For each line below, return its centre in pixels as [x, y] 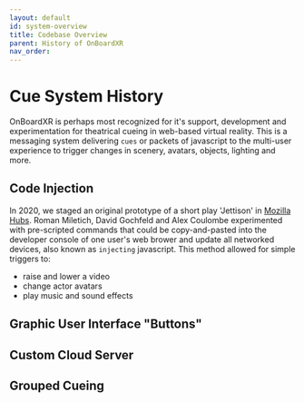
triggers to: [30, 259]
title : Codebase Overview [58, 34]
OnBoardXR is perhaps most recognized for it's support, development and [148, 122]
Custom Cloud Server [72, 355]
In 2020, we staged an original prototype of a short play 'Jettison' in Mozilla [150, 211]
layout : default [40, 18]
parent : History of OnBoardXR [67, 43]
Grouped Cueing [57, 386]
